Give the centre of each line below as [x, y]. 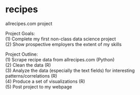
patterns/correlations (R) [31, 76]
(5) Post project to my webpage [39, 87]
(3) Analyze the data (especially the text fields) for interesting [70, 70]
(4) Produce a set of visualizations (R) [45, 81]
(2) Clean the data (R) [28, 65]
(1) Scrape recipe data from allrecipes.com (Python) [60, 59]
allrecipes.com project [29, 23]
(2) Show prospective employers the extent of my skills [64, 44]
